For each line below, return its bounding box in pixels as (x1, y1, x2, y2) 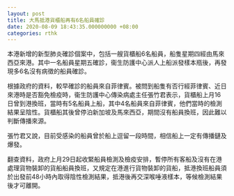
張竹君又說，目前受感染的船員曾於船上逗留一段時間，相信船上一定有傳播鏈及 (7, 132, 227, 140)
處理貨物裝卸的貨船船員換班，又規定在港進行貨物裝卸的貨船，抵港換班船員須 (7, 164, 227, 172)
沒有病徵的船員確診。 (29, 67, 91, 75)
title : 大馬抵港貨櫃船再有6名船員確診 (7, 17, 105, 24)
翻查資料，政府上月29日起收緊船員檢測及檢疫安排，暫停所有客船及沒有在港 (7, 155, 223, 164)
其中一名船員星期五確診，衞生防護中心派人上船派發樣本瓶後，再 (37, 59, 221, 67)
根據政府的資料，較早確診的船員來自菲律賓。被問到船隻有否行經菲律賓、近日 (7, 82, 227, 91)
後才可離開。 (7, 181, 44, 190)
